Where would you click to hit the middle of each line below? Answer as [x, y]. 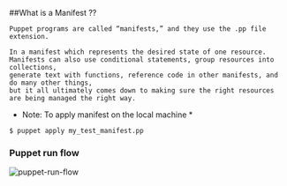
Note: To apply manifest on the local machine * [107, 115]
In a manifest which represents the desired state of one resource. [138, 52]
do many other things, [51, 83]
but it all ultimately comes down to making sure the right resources [142, 91]
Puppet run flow [44, 153]
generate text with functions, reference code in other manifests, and [143, 75]
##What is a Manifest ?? [53, 13]
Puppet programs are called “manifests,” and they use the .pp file [138, 29]
